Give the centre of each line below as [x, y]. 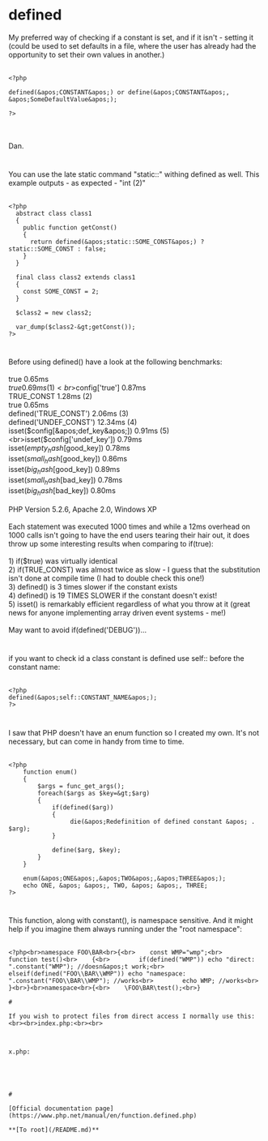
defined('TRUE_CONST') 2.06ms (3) [69, 414]
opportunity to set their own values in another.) [87, 54]
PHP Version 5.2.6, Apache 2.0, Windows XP [83, 509]
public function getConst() [70, 228]
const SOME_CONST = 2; [61, 292]
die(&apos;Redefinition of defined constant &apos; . [162, 821]
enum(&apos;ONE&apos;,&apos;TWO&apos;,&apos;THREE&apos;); [125, 878]
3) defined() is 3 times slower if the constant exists [93, 587]
